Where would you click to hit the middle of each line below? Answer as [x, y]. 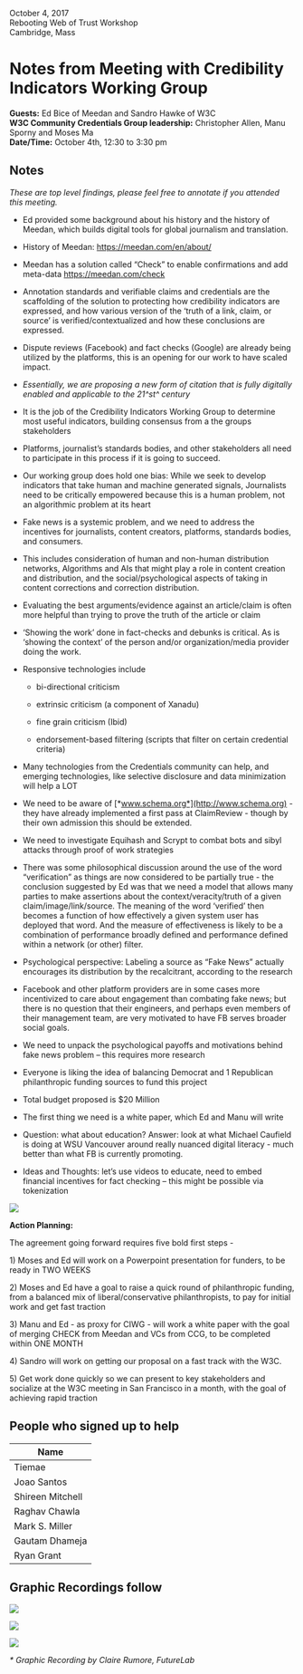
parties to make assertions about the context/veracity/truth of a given [152, 896]
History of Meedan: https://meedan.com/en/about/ [117, 246]
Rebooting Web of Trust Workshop [74, 23]
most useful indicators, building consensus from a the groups [137, 421]
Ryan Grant [38, 1555]
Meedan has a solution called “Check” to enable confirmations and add [155, 264]
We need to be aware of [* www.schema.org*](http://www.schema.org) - [158, 803]
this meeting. [33, 202]
